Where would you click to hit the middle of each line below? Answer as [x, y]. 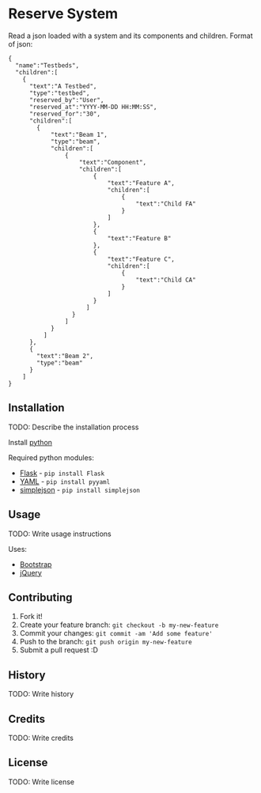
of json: [21, 43]
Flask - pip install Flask [62, 473]
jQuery [30, 572]
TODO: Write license [42, 782]
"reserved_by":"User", [66, 100]
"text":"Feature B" [139, 238]
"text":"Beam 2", [65, 356]
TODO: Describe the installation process [74, 427]
